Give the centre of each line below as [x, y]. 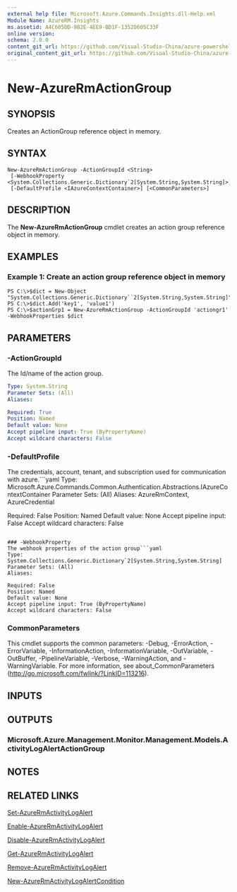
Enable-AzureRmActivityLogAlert [55, 826]
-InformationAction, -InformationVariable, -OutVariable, [129, 651]
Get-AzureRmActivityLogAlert [50, 854]
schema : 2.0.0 [28, 40]
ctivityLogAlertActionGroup [56, 749]
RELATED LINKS [43, 796]
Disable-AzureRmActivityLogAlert [56, 840]
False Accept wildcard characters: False [66, 523]
